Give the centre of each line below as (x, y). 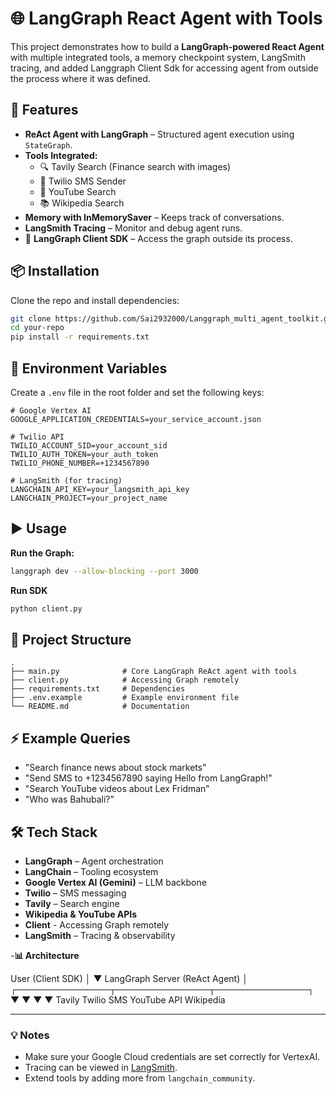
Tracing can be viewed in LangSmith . (101, 1068)
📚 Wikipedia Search (82, 203)
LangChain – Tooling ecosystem (91, 871)
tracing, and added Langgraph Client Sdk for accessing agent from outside (164, 68)
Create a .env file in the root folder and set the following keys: (137, 392)
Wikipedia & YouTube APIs (81, 914)
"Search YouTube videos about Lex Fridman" (117, 789)
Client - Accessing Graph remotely (97, 925)
